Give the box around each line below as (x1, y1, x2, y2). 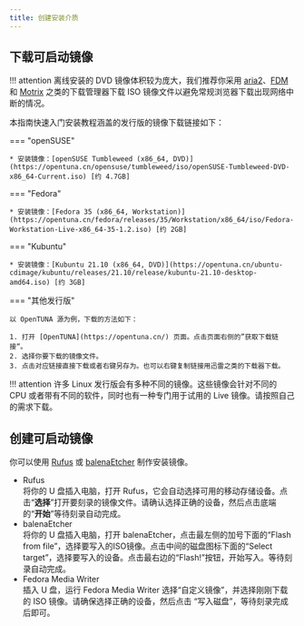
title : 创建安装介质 (9, 13, 79, 23)
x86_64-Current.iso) (9, 172, 88, 182)
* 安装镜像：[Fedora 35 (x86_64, (9, 207, 129, 217)
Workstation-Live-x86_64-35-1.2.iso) (9, 225, 152, 235)
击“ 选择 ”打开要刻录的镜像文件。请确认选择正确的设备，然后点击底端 (22, 497, 277, 508)
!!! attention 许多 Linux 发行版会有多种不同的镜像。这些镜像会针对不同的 (9, 379, 278, 389)
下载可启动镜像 (9, 49, 93, 65)
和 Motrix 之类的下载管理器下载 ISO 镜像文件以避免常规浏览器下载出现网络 (9, 86, 287, 97)
